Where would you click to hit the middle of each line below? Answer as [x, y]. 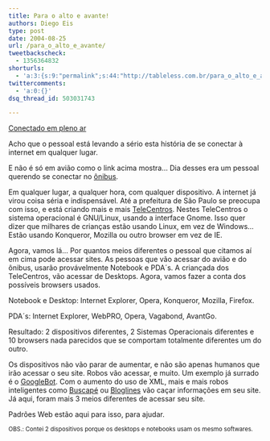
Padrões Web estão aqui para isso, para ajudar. [86, 414]
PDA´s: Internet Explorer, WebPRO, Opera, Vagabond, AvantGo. [112, 316]
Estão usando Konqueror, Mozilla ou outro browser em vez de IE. [115, 235]
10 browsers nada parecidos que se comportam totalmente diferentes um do [135, 340]
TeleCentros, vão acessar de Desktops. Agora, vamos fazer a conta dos [127, 277]
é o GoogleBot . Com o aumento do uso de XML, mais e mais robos [119, 382]
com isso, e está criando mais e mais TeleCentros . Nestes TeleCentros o [128, 210]
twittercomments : [37, 83]
